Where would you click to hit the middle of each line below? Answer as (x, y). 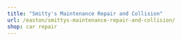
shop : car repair (32, 26)
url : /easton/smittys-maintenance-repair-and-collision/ (91, 20)
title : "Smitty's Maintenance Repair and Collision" (85, 14)
